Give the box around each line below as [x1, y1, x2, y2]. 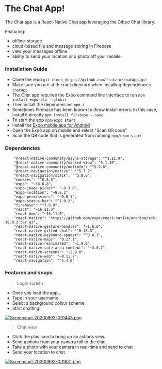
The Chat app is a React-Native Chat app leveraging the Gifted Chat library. [5, 19, 156, 25]
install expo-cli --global [12, 97, 67, 102]
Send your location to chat [12, 349, 65, 355]
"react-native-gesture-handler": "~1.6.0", [14, 224, 103, 229]
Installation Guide [5, 65, 48, 72]
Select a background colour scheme [12, 300, 85, 306]
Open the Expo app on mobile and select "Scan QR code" [12, 128, 128, 133]
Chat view [16, 324, 37, 330]
